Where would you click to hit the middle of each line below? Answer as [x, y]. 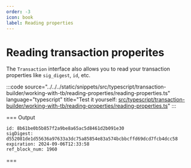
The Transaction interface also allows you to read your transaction [88, 69]
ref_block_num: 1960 [32, 149]
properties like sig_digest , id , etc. [48, 75]
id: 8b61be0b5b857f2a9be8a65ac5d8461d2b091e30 [65, 129]
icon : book [20, 17]
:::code [15, 87]
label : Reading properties [40, 23]
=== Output [21, 118]
